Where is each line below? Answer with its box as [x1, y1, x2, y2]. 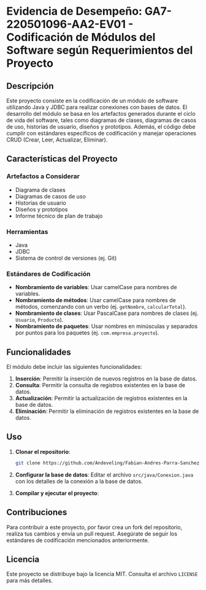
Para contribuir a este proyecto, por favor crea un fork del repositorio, [6, 523, 183, 531]
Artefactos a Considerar [6, 172, 80, 181]
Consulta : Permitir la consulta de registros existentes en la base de [15, 382, 186, 389]
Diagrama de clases [15, 186, 66, 194]
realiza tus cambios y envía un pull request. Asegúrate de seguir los [6, 530, 178, 537]
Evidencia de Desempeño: [6, 4, 143, 18]
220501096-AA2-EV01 [6, 17, 126, 31]
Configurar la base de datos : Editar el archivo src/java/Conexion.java [15, 471, 194, 478]
